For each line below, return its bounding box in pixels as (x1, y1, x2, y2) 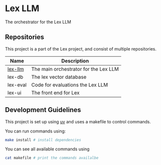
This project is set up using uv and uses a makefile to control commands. (5, 118, 151, 124)
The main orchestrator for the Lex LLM (31, 66, 119, 72)
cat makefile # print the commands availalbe (5, 156, 98, 161)
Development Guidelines (5, 106, 81, 114)
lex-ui (7, 89, 22, 96)
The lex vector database (31, 73, 86, 80)
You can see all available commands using (5, 146, 90, 152)
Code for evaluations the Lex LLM (31, 81, 108, 88)
